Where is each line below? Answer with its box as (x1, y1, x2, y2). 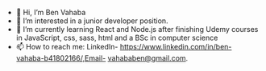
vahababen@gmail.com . (107, 53, 189, 63)
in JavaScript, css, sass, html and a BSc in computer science (15, 33, 218, 42)
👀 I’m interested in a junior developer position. (15, 16, 168, 26)
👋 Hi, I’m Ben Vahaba (15, 8, 86, 17)
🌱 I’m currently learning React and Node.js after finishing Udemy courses (15, 25, 259, 34)
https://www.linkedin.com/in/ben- (119, 42, 232, 51)
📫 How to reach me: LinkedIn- (15, 42, 118, 51)
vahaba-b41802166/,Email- (15, 53, 106, 63)
